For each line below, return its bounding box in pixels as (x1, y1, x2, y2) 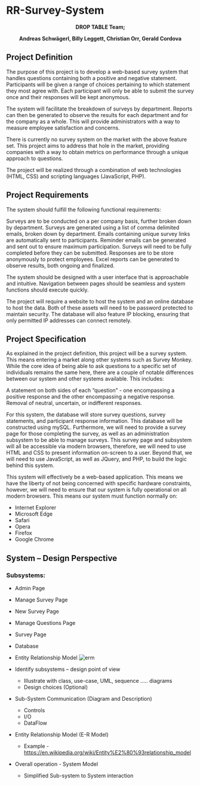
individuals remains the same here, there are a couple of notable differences (6, 369, 194, 376)
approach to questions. (6, 155, 63, 162)
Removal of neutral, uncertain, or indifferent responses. (6, 400, 142, 407)
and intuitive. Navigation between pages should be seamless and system (6, 280, 186, 287)
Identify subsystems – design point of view (14, 666, 121, 673)
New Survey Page (14, 608, 60, 615)
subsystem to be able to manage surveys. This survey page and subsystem (6, 437, 192, 444)
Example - (23, 743, 50, 750)
